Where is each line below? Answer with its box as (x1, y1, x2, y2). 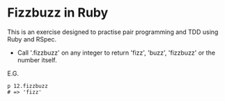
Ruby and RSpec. (7, 35, 57, 43)
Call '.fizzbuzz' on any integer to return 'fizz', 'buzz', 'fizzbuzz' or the (17, 48, 216, 57)
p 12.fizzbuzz (7, 82, 49, 89)
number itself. (17, 55, 57, 64)
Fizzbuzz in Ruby (7, 5, 109, 21)
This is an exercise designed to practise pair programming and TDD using (7, 28, 219, 36)
